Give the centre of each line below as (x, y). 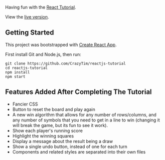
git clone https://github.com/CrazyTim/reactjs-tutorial (66, 63)
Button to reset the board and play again (54, 109)
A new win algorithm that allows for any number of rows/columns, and (84, 114)
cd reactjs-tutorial (27, 68)
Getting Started (30, 33)
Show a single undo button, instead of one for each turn (70, 146)
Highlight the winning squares (43, 136)
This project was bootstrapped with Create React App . (61, 44)
